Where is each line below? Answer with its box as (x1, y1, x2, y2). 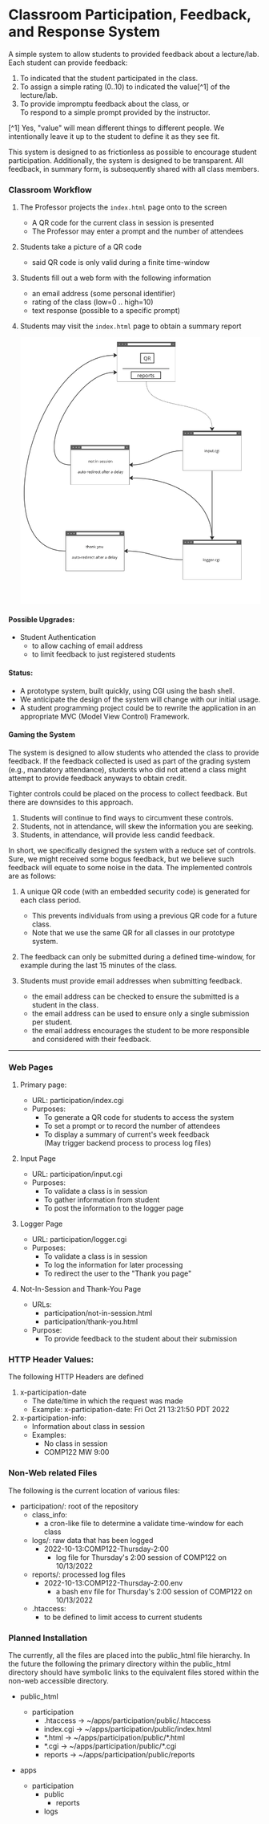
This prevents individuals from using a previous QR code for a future (31, 910, 258, 920)
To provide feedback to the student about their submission (43, 1334, 238, 1344)
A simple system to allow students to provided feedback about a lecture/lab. (8, 49, 259, 59)
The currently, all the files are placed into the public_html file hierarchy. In (8, 1650, 251, 1659)
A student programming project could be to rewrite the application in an (19, 702, 256, 712)
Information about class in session (31, 1422, 146, 1431)
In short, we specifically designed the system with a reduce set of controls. (8, 845, 256, 855)
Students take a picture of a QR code (19, 242, 143, 252)
